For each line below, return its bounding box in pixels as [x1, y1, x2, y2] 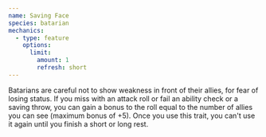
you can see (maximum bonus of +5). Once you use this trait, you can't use [8, 111, 256, 120]
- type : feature [15, 33, 69, 42]
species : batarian [8, 19, 69, 27]
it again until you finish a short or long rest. [8, 119, 149, 128]
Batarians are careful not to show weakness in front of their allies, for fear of [8, 85, 259, 95]
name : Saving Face [8, 11, 69, 20]
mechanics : [8, 26, 45, 34]
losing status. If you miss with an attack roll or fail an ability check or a [8, 93, 239, 104]
